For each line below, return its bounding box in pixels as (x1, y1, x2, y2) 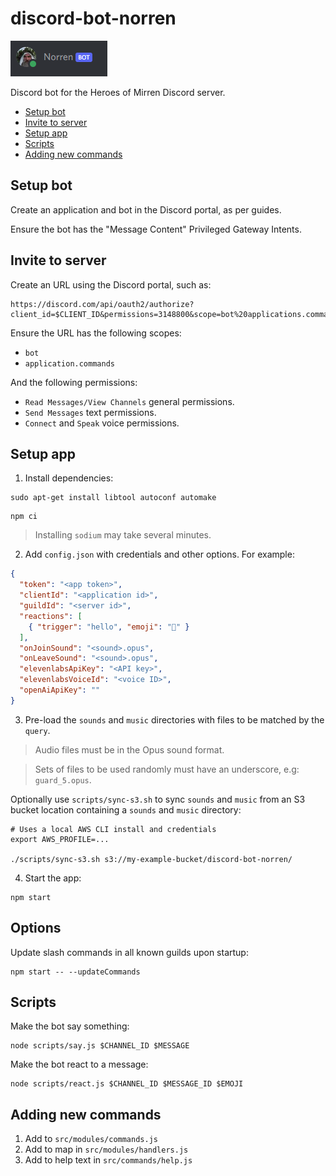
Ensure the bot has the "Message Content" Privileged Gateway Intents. (10, 223, 302, 235)
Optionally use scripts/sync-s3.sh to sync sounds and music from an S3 (10, 793, 306, 805)
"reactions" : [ (19, 611, 83, 621)
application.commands (24, 358, 115, 369)
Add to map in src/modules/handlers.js (24, 1143, 189, 1156)
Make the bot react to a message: (10, 1058, 149, 1071)
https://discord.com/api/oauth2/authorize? (10, 299, 195, 309)
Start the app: (24, 872, 82, 884)
